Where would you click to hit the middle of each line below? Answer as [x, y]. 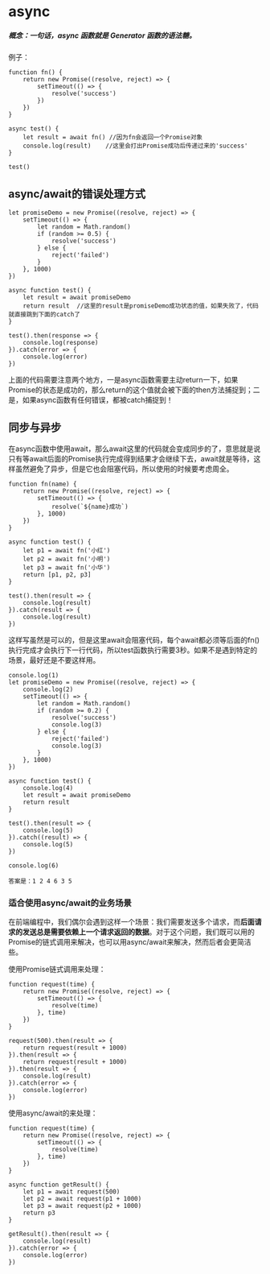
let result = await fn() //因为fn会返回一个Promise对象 [113, 138]
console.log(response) [61, 342]
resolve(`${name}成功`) [90, 507]
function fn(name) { [43, 484]
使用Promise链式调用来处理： [57, 970]
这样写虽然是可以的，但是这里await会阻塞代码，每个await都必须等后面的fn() [134, 639]
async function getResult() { [59, 1185]
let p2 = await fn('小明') [67, 559]
